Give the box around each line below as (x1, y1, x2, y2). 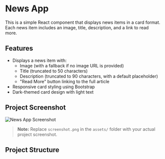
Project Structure (5, 146, 59, 154)
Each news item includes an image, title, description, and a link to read (5, 24, 149, 30)
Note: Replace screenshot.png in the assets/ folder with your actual (17, 126, 156, 132)
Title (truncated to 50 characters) (19, 68, 88, 74)
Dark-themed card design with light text (12, 89, 94, 95)
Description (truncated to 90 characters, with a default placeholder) (19, 73, 159, 79)
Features (5, 44, 33, 53)
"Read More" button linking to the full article (19, 78, 110, 84)
